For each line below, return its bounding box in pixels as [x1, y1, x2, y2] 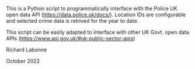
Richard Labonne [6, 46, 47, 53]
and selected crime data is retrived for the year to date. [6, 18, 139, 24]
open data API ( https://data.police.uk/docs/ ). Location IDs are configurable [6, 11, 186, 18]
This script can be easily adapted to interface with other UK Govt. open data [6, 29, 190, 36]
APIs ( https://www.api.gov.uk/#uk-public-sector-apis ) [6, 35, 135, 42]
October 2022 [6, 58, 40, 64]
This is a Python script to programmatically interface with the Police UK [6, 5, 178, 12]
